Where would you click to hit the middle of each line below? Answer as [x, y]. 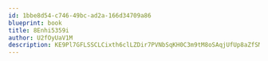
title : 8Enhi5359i [39, 30]
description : [30, 45]
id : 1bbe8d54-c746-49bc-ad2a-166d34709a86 [80, 15]
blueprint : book [35, 23]
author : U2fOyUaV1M [41, 38]
